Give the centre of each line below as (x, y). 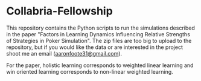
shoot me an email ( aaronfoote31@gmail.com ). (64, 53)
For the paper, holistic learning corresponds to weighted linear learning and (100, 65)
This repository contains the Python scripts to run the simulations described (101, 28)
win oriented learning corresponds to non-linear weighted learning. (90, 71)
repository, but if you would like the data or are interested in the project (94, 47)
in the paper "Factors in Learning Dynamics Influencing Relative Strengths (98, 34)
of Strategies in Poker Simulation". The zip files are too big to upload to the (99, 40)
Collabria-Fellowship (59, 11)
